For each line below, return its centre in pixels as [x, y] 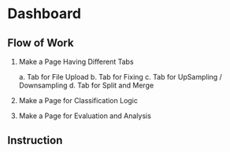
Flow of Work [41, 43]
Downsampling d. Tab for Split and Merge [86, 85]
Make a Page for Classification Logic [78, 100]
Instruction [35, 141]
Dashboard [45, 14]
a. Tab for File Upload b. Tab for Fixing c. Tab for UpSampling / [120, 77]
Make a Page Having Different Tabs [76, 61]
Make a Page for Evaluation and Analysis [85, 116]
